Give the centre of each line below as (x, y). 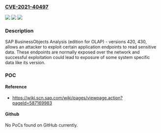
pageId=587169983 (32, 103)
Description (19, 31)
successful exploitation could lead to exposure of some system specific (78, 57)
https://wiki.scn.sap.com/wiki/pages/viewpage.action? (67, 98)
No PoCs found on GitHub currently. (41, 125)
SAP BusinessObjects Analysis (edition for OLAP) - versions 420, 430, (76, 41)
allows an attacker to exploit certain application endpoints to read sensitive (81, 47)
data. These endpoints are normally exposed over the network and (72, 52)
